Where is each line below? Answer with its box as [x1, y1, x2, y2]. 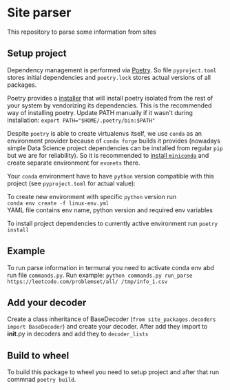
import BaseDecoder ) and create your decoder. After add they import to [7, 322, 208, 331]
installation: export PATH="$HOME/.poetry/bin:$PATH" [7, 116, 156, 124]
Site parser [7, 5, 72, 21]
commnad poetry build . [7, 376, 76, 384]
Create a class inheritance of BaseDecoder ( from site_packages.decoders [7, 315, 216, 323]
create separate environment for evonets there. [7, 158, 140, 167]
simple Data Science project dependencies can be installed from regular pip [7, 143, 223, 152]
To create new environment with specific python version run [7, 192, 177, 201]
